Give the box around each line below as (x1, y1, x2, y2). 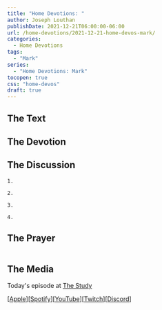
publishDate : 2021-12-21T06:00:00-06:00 (7, 23, 125, 30)
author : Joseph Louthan (7, 17, 76, 23)
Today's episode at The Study (7, 282, 92, 290)
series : (7, 61, 30, 68)
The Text (7, 112, 46, 124)
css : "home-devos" (7, 81, 60, 87)
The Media (7, 263, 54, 275)
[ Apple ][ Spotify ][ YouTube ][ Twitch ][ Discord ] (7, 295, 132, 303)
